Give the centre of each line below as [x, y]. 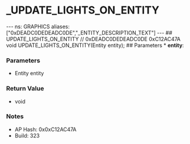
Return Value [25, 89]
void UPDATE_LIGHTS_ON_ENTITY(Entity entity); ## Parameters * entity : [95, 45]
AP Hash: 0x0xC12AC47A [45, 129]
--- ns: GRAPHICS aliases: [38, 26]
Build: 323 [27, 135]
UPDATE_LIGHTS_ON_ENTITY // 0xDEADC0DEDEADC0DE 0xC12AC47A [94, 39]
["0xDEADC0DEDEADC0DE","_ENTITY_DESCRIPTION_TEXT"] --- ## [89, 32]
